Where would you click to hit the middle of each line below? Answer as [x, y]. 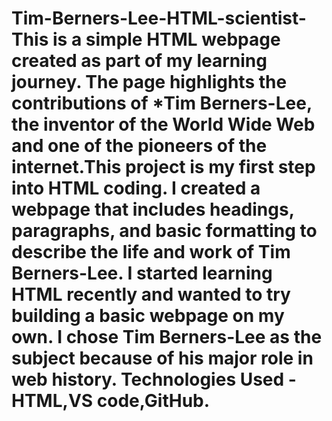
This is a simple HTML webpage [146, 39]
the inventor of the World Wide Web [163, 124]
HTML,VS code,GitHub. [111, 401]
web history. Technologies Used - [154, 379]
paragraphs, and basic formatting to [164, 231]
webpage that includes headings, [153, 209]
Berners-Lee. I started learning [142, 273]
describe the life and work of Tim [151, 252]
